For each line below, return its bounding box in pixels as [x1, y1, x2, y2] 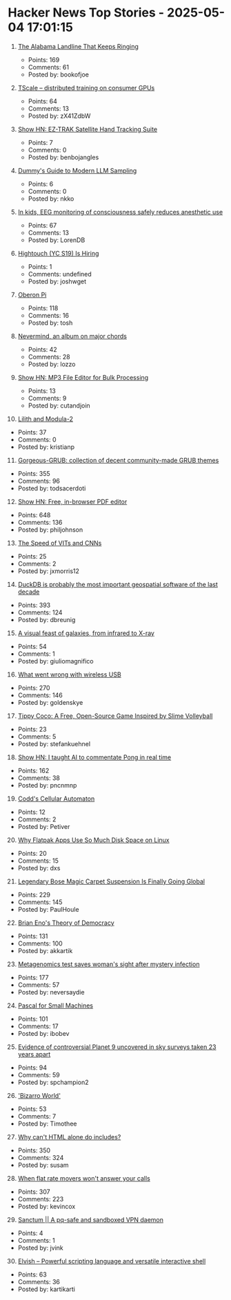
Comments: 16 [28, 311, 70, 319]
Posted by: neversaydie [17, 988, 85, 996]
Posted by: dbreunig [17, 615, 76, 623]
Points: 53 [17, 1105, 47, 1113]
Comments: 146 [17, 691, 63, 699]
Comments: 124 [17, 608, 63, 617]
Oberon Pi [17, 290, 47, 299]
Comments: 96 [17, 477, 61, 485]
